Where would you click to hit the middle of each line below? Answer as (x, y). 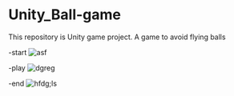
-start (18, 52)
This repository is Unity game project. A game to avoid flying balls (117, 37)
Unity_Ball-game (65, 15)
